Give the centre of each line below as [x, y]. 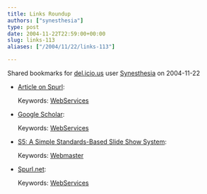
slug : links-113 [31, 40]
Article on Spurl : [41, 87]
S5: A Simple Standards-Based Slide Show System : [92, 142]
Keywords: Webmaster [51, 155]
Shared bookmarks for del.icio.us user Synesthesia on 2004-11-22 [103, 73]
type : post [23, 27]
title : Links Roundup [39, 14]
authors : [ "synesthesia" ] [45, 21]
